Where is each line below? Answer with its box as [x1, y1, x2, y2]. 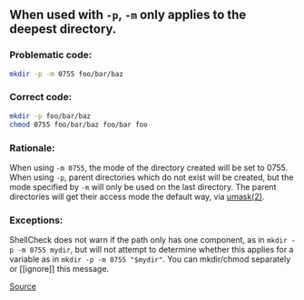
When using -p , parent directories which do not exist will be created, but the [9, 172, 294, 183]
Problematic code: [9, 49, 93, 62]
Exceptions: [9, 214, 64, 226]
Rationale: [9, 141, 55, 154]
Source [9, 281, 36, 292]
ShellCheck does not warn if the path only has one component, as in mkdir [9, 235, 288, 245]
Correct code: [9, 91, 73, 104]
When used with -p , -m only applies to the [9, 7, 247, 23]
